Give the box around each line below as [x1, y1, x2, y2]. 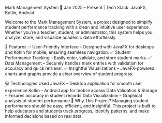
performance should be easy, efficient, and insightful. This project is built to [5, 103, 156, 108]
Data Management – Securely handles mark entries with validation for [5, 61, 144, 66]
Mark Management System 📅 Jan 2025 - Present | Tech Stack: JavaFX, [5, 5, 147, 10]
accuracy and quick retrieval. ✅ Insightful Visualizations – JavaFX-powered [5, 65, 155, 71]
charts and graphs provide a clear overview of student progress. [5, 71, 133, 77]
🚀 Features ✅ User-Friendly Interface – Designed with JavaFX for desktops [5, 44, 154, 49]
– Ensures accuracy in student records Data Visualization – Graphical [5, 92, 142, 98]
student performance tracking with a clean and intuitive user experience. [5, 24, 150, 30]
